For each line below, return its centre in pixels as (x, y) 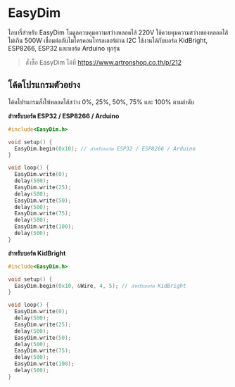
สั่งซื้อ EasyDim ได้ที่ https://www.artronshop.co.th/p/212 (103, 62)
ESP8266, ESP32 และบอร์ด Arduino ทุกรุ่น (64, 48)
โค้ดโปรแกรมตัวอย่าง (44, 85)
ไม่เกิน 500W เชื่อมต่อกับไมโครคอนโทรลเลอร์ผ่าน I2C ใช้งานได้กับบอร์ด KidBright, (108, 40)
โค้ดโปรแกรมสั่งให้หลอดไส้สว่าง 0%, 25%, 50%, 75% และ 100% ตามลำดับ (101, 102)
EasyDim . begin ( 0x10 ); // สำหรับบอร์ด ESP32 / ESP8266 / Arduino (105, 148)
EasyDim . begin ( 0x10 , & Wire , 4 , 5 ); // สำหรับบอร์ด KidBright (100, 286)
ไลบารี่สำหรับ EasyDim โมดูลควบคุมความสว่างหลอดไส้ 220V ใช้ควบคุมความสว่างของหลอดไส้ (118, 32)
